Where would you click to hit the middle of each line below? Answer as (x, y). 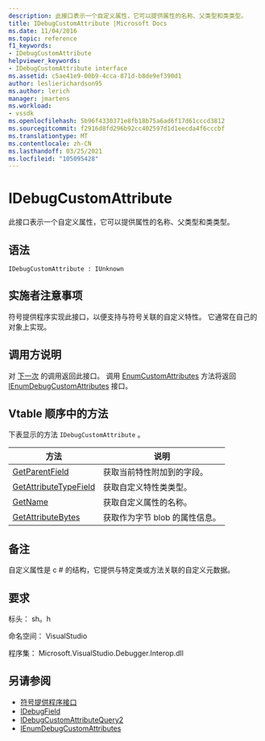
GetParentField (41, 472)
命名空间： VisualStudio (48, 636)
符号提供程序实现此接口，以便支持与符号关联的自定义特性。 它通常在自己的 (133, 317)
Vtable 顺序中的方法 (58, 414)
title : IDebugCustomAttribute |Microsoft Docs (88, 23)
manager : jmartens (39, 99)
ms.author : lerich (39, 91)
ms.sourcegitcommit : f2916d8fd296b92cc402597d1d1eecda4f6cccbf (117, 128)
